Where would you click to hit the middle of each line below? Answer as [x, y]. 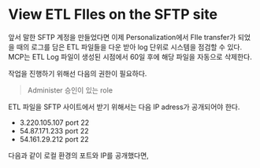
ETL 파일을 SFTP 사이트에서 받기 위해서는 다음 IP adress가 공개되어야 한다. [124, 107]
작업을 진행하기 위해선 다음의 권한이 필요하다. [78, 73]
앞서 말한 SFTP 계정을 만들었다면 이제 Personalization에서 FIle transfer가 [122, 37]
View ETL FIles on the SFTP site [113, 15]
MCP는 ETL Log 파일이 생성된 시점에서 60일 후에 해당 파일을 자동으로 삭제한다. [130, 57]
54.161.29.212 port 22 [54, 139]
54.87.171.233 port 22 [54, 130]
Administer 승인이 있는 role [70, 90]
